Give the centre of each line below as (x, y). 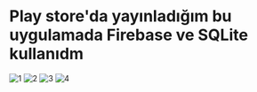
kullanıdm (47, 54)
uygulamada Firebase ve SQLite (129, 35)
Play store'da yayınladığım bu (120, 16)
